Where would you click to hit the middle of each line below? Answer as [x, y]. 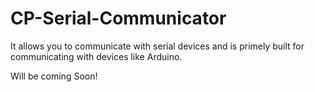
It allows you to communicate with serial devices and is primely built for [157, 46]
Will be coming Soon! [54, 76]
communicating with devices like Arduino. [96, 56]
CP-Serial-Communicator [118, 18]
